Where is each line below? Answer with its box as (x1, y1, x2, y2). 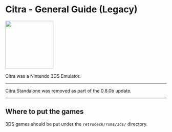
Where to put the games (5, 107, 84, 116)
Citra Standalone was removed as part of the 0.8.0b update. (5, 87, 132, 94)
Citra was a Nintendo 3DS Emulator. (5, 73, 81, 79)
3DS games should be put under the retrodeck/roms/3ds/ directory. (5, 121, 148, 127)
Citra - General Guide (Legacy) (5, 4, 138, 15)
